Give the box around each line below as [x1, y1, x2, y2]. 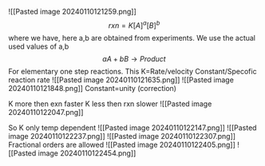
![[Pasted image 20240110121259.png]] [8, 7, 137, 16]
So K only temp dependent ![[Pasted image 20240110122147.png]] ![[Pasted [8, 123, 257, 132]
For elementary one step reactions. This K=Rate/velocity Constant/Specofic [8, 66, 257, 76]
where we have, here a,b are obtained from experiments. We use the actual [8, 33, 256, 42]
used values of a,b [8, 41, 69, 51]
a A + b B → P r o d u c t [102, 53, 166, 63]
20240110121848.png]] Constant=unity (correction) [8, 83, 177, 93]
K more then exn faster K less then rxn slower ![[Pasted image [8, 99, 212, 109]
